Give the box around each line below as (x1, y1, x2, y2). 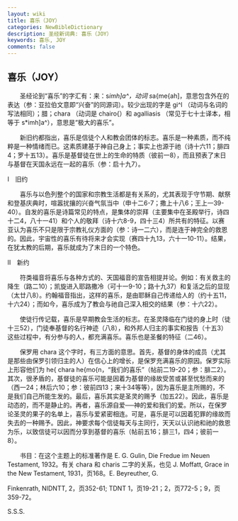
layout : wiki (7, 10, 46, 18)
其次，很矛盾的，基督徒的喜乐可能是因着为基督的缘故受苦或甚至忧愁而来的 (7, 374, 225, 383)
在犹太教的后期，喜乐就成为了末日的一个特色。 (7, 242, 144, 252)
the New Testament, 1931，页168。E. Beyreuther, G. (7, 469, 159, 477)
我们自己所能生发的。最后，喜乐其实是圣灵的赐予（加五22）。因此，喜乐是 (13, 391, 229, 400)
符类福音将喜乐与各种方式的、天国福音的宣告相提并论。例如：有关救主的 (19, 273, 231, 281)
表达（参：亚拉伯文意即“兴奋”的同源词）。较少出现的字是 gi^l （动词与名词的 (7, 100, 228, 108)
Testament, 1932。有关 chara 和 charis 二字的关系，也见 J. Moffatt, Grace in (7, 460, 229, 469)
